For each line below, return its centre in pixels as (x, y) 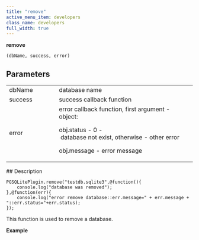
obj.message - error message (101, 151)
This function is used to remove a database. (60, 219)
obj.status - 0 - (81, 130)
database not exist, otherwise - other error (120, 137)
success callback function (95, 100)
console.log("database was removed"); (65, 187)
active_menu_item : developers (44, 17)
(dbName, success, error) (38, 56)
